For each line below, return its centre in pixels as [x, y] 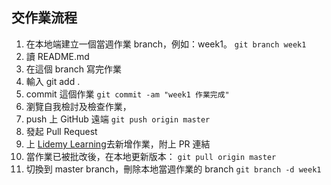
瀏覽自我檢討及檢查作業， [78, 106]
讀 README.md [57, 56]
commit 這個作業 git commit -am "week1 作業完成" [127, 94]
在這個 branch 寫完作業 [73, 69]
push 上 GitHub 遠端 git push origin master [118, 119]
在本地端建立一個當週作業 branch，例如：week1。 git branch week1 [166, 44]
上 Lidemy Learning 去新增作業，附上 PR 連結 [118, 144]
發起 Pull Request [61, 131]
